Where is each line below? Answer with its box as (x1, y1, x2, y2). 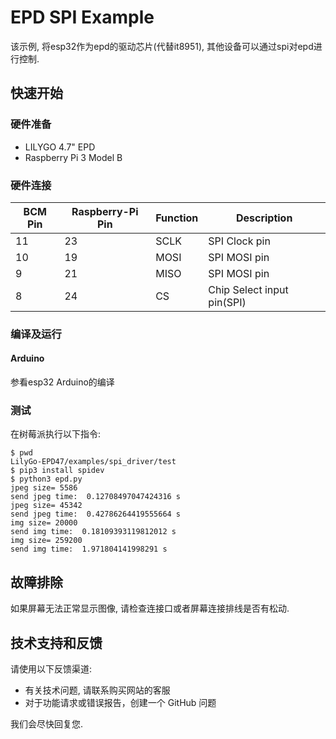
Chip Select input (208, 282, 289, 296)
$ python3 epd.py (10, 474, 83, 485)
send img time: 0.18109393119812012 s (10, 527, 177, 537)
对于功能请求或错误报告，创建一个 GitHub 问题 (24, 696, 217, 708)
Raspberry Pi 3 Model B (24, 151, 123, 163)
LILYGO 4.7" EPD (24, 141, 96, 153)
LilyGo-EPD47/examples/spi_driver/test (10, 457, 177, 467)
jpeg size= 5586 (10, 483, 78, 493)
